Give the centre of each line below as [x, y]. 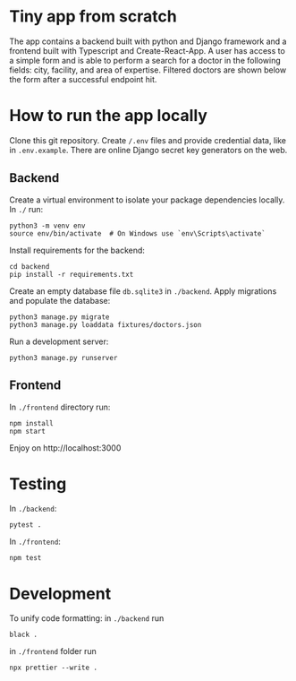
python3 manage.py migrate [59, 317]
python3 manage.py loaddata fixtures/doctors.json [106, 324]
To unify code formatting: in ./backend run [87, 618]
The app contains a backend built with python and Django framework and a [148, 41]
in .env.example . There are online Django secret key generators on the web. [148, 150]
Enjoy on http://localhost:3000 [65, 448]
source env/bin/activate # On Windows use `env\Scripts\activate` [138, 233]
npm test [25, 558]
